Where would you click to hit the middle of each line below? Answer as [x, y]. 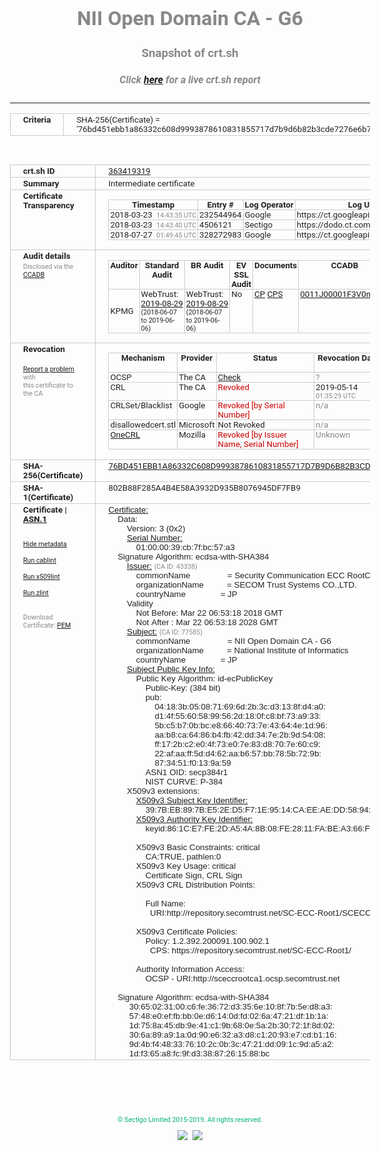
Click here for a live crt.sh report [190, 80]
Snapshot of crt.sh [190, 53]
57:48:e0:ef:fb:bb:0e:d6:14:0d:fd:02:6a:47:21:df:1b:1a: [228, 1015]
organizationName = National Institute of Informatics [242, 650]
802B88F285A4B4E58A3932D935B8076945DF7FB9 [204, 487]
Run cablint [40, 560]
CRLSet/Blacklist [141, 405]
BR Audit [207, 265]
